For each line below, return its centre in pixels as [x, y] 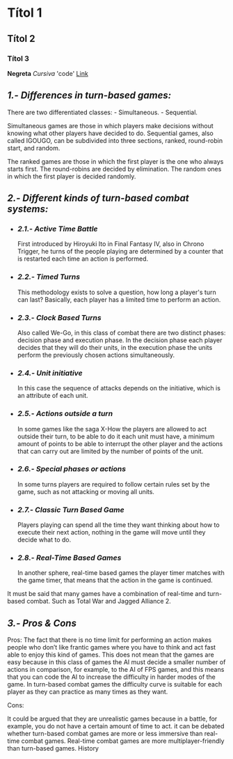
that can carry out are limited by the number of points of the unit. [110, 451]
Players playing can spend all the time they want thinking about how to [119, 525]
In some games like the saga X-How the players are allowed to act [112, 429]
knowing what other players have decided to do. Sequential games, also [111, 133]
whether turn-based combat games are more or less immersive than [105, 734]
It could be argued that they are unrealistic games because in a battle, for [112, 719]
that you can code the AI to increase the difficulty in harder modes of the [111, 677]
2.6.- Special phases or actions [72, 469]
